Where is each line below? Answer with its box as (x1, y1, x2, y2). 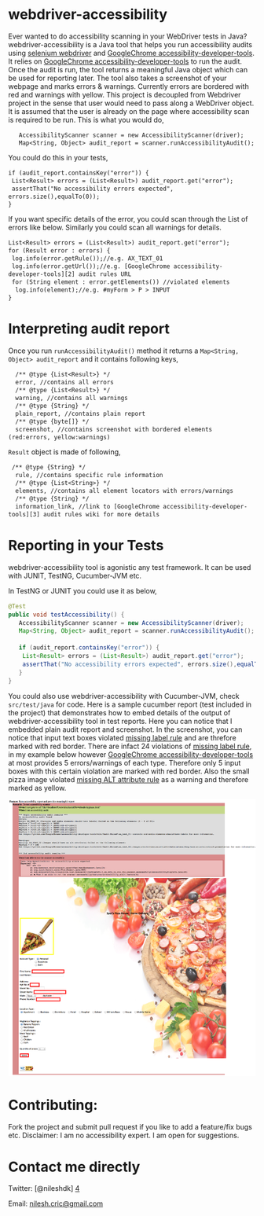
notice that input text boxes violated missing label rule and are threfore (8, 733, 237, 742)
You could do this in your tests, (8, 152, 108, 162)
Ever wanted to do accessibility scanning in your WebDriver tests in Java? (8, 31, 247, 41)
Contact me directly (8, 1158, 141, 1176)
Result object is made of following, (8, 446, 121, 457)
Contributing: (8, 1096, 98, 1114)
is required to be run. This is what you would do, (8, 115, 164, 124)
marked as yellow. (8, 783, 67, 792)
